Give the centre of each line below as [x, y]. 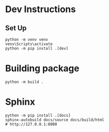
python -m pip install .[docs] [38, 115]
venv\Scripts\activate [29, 44]
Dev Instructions [41, 9]
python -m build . [24, 82]
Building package [42, 69]
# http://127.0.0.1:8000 [31, 124]
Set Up [16, 28]
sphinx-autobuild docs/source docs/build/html [55, 120]
